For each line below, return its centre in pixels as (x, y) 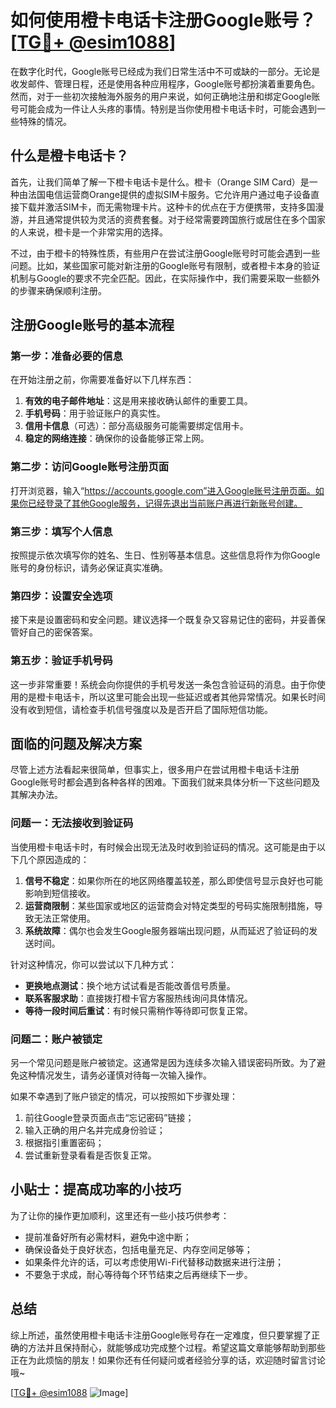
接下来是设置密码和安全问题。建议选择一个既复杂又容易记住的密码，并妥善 (163, 620)
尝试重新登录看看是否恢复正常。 (90, 1155)
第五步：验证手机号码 (61, 661)
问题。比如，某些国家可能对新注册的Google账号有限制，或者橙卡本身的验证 (165, 265)
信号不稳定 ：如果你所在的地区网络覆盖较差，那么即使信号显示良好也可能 (173, 880)
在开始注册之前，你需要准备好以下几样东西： (102, 380)
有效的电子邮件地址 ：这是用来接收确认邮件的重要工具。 (138, 401)
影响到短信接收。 (60, 893)
